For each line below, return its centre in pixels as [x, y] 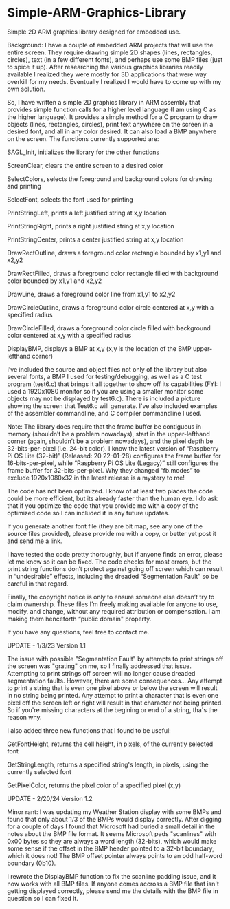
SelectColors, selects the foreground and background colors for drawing [110, 179]
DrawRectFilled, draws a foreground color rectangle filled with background [113, 273]
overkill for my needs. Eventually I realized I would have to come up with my [114, 81]
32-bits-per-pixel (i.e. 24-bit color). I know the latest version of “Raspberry [113, 448]
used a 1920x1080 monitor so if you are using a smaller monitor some [105, 391]
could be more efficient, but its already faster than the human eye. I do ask [113, 498]
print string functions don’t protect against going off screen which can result [115, 568]
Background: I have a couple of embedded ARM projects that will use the [111, 45]
